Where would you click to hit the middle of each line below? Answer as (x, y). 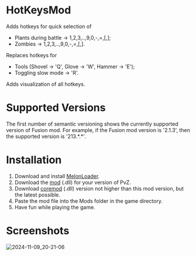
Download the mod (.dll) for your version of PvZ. (73, 182)
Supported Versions (56, 108)
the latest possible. (37, 195)
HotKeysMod (39, 10)
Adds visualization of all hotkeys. (46, 84)
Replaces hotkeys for (32, 55)
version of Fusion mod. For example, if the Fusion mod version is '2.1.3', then (98, 130)
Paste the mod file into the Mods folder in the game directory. (88, 201)
